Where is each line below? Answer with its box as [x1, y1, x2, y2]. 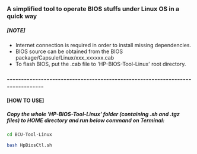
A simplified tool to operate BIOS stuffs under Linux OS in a [7, 5, 180, 13]
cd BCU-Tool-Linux [7, 132, 52, 137]
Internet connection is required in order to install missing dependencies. [15, 41, 192, 48]
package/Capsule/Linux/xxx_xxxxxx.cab [15, 54, 115, 61]
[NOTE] [7, 27, 26, 34]
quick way [7, 12, 37, 20]
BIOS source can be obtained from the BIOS [15, 48, 123, 55]
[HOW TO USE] [7, 97, 45, 104]
